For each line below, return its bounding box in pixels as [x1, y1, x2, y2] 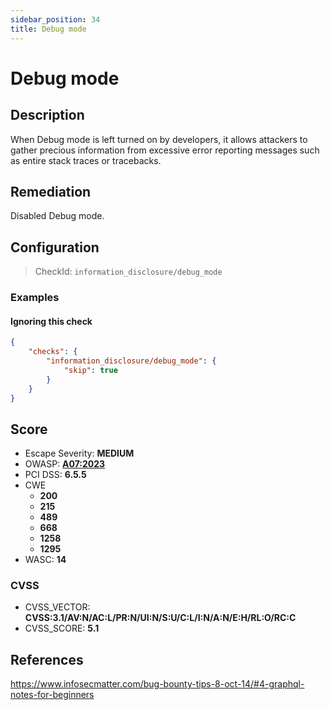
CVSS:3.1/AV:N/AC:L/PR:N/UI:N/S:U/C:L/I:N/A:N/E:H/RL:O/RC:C [24, 612, 297, 624]
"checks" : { [28, 347, 78, 357]
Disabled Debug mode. [10, 210, 105, 222]
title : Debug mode [10, 24, 87, 34]
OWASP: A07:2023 [24, 458, 106, 470]
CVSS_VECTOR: [24, 601, 91, 613]
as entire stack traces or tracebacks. [10, 154, 162, 166]
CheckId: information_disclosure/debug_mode [34, 266, 223, 278]
